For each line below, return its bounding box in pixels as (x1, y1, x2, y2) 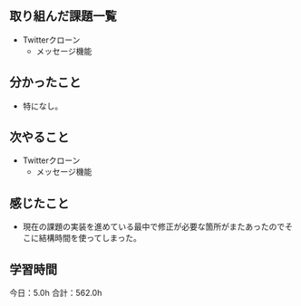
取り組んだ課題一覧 (9, 8, 117, 24)
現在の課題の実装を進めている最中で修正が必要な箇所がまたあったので (22, 221, 286, 233)
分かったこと (9, 75, 82, 91)
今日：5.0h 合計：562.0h (9, 288, 102, 299)
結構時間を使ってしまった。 (38, 233, 142, 244)
